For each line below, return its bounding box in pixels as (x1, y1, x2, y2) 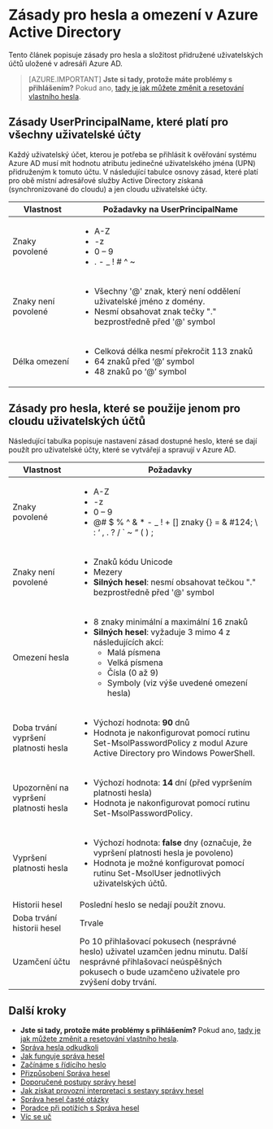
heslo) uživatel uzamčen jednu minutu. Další (80, 946, 248, 957)
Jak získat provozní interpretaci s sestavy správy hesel (19, 1086, 205, 1096)
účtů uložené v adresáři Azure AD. (8, 59, 123, 68)
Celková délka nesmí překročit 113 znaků (93, 345, 253, 357)
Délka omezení (12, 356, 69, 367)
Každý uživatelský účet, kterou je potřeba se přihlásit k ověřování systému (8, 149, 258, 160)
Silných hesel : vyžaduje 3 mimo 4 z (93, 626, 231, 637)
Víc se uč (19, 1112, 52, 1122)
